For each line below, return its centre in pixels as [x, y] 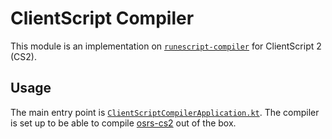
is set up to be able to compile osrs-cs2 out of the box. [123, 123]
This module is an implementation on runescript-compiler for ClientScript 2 [166, 46]
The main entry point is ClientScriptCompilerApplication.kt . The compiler [165, 112]
